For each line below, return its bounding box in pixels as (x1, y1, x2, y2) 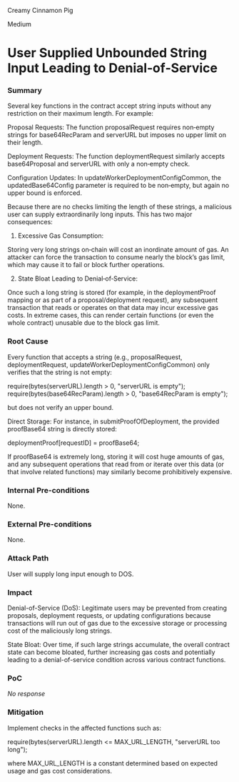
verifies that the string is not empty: (7, 368, 113, 376)
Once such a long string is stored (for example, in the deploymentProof (7, 289, 216, 297)
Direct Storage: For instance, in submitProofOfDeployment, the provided (7, 417, 220, 426)
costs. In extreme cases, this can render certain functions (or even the (7, 311, 214, 320)
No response (7, 689, 46, 698)
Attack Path (7, 553, 49, 563)
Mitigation (7, 707, 44, 717)
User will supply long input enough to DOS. (7, 569, 134, 578)
